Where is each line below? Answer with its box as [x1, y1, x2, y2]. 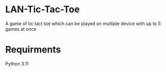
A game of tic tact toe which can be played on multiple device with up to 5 [5, 20, 161, 27]
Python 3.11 [5, 60, 29, 67]
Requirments [5, 44, 61, 56]
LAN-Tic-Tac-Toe [5, 4, 80, 15]
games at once [5, 26, 37, 32]
